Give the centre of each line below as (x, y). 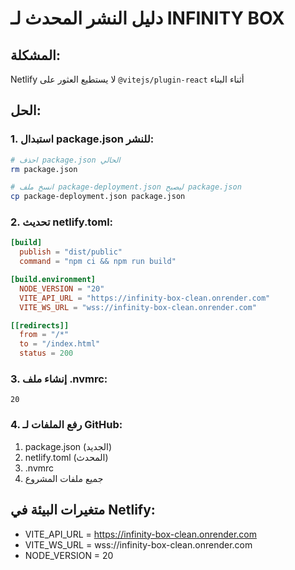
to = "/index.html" (60, 344)
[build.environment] (53, 280)
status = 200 (46, 353)
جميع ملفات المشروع (64, 478)
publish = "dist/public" (71, 252)
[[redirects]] (40, 325)
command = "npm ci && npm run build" (98, 262)
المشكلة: (35, 55)
